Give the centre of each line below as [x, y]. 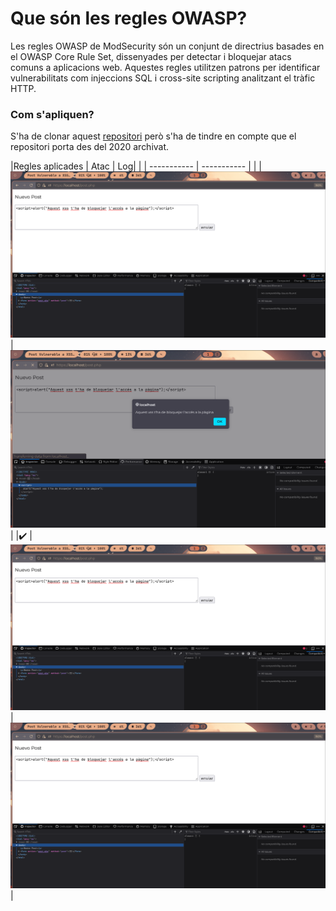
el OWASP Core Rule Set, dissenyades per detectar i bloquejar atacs [151, 56]
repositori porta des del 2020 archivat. [90, 147]
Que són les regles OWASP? [129, 18]
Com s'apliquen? [52, 114]
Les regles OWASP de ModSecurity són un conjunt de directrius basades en [167, 46]
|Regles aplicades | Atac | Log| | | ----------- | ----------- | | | [136, 166]
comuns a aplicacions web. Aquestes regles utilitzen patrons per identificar [165, 67]
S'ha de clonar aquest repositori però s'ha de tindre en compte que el [153, 136]
